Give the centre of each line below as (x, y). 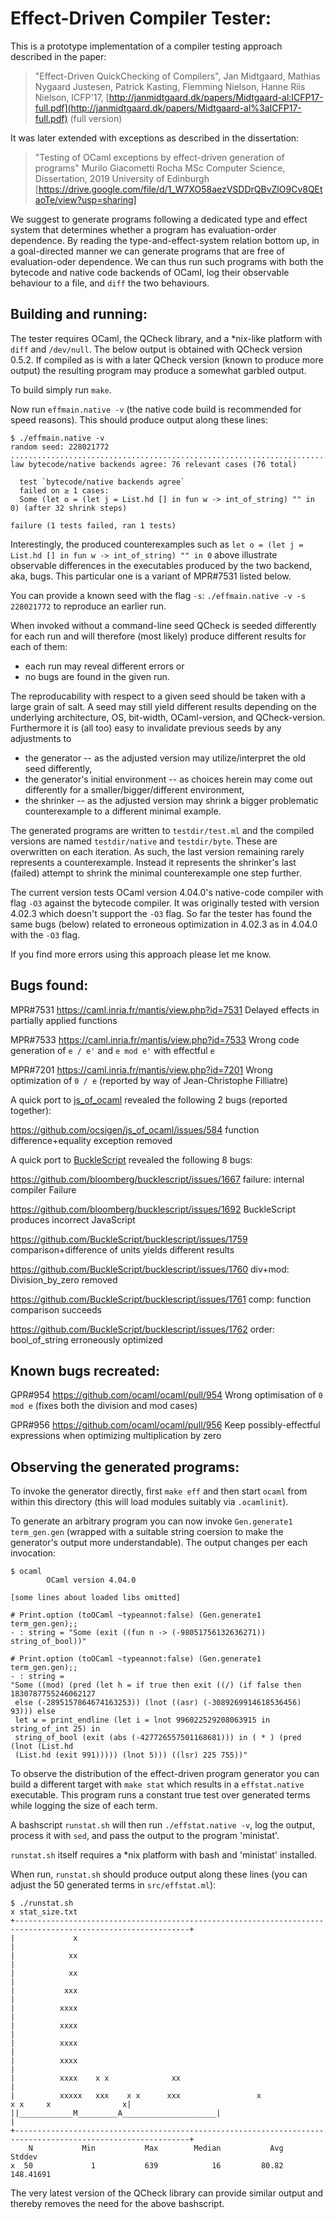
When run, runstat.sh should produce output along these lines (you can (159, 1874)
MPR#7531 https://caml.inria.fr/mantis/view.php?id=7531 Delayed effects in (165, 1009)
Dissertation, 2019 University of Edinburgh (122, 178)
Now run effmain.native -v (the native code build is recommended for (156, 409)
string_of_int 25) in (55, 1729)
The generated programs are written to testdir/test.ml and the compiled (162, 830)
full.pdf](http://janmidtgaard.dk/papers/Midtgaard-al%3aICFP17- (168, 108)
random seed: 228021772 (60, 447)
